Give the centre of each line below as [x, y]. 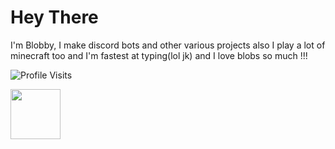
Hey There [54, 17]
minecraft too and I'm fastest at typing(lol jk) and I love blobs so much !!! [159, 55]
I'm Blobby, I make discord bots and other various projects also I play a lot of [168, 45]
